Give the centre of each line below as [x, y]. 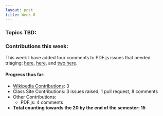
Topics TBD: [21, 33]
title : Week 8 [21, 15]
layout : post [19, 10]
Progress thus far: [25, 75]
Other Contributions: [34, 97]
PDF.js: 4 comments [42, 102]
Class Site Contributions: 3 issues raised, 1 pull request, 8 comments [85, 91]
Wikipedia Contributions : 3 [41, 86]
